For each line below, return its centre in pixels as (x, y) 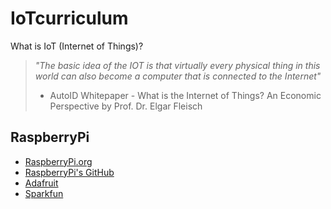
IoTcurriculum (69, 18)
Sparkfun (44, 193)
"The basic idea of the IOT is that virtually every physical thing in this (177, 65)
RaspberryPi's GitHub (69, 172)
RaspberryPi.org (58, 161)
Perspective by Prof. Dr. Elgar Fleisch (126, 106)
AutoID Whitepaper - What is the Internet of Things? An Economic (185, 95)
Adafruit (41, 183)
